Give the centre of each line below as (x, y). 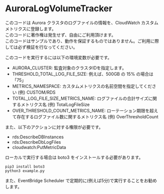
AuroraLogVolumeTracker (59, 9)
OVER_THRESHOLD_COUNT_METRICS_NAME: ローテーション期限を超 (83, 110)
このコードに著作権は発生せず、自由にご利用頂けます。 (60, 35)
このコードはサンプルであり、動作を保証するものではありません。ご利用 (78, 41)
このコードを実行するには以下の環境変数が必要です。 (59, 57)
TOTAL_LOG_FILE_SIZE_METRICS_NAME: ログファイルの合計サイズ (80, 98)
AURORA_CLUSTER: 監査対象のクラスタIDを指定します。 (69, 68)
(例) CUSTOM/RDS (37, 92)
